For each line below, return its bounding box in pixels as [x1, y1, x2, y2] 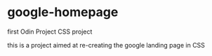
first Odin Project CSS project [7, 27, 93, 36]
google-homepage [7, 4, 119, 20]
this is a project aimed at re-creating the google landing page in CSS [7, 41, 206, 49]
